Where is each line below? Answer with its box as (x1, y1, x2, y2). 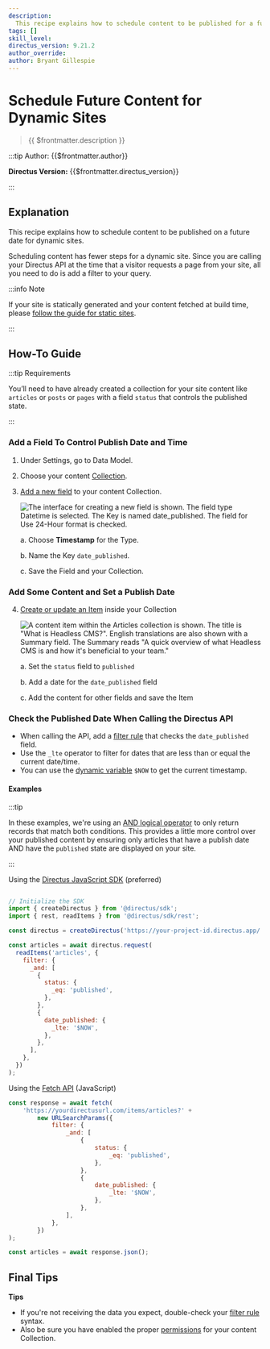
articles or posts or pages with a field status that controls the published (8, 393, 247, 402)
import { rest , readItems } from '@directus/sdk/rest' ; (8, 912, 199, 920)
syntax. (19, 1316, 45, 1326)
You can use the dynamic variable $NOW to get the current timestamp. (19, 765, 247, 775)
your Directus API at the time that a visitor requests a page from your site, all (8, 260, 261, 269)
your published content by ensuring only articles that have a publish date (8, 835, 250, 844)
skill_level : (8, 34, 52, 43)
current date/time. (19, 757, 80, 767)
